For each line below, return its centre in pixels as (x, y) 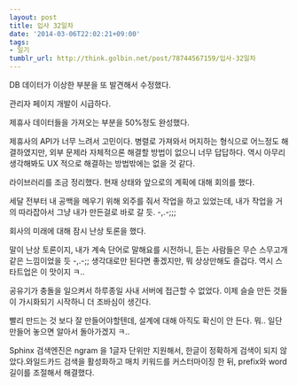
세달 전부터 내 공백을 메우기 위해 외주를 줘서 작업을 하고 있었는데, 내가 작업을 (141, 201)
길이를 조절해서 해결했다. (52, 372)
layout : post (33, 17)
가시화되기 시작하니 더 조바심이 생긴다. (85, 301)
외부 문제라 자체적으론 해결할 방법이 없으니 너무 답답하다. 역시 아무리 (168, 152)
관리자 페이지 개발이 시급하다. (60, 104)
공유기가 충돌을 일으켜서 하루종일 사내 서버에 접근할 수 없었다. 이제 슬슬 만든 (141, 290)
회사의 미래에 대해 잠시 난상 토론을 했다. (78, 231)
